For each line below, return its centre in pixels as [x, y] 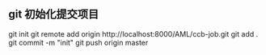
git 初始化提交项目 [54, 14]
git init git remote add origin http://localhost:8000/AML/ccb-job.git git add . [133, 33]
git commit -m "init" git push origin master [78, 42]
